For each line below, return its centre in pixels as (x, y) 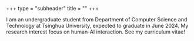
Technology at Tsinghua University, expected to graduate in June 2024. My (97, 26)
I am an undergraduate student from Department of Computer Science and (97, 19)
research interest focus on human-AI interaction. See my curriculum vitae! (96, 32)
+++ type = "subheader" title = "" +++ (52, 8)
